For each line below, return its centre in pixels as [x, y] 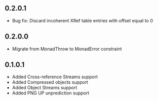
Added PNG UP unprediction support [51, 93]
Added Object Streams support [45, 88]
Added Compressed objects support [50, 82]
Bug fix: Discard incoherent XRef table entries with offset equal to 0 [82, 20]
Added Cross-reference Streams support [55, 77]
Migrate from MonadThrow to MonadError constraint [67, 49]
